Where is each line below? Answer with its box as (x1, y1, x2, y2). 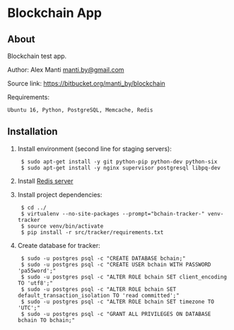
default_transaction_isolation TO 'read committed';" (17, 292, 180, 299)
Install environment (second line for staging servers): (17, 144, 172, 153)
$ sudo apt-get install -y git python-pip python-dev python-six (21, 158, 218, 165)
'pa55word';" (17, 267, 57, 274)
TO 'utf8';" (17, 279, 53, 287)
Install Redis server (17, 177, 74, 185)
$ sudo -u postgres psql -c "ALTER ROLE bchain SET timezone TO (21, 298, 214, 305)
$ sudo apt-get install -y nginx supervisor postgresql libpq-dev (21, 164, 221, 171)
